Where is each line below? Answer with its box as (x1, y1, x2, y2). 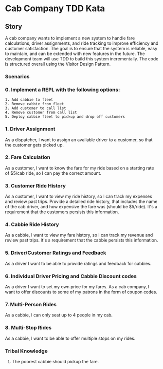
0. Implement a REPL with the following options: (5, 86, 120, 93)
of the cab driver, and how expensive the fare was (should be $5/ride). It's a (5, 204, 158, 210)
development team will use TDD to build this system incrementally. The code (5, 56, 159, 61)
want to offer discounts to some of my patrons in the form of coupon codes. (5, 289, 157, 295)
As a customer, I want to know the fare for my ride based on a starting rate (5, 165, 154, 171)
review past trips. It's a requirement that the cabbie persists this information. (5, 237, 158, 243)
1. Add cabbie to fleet (5, 97, 54, 102)
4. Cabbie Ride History (5, 221, 59, 228)
